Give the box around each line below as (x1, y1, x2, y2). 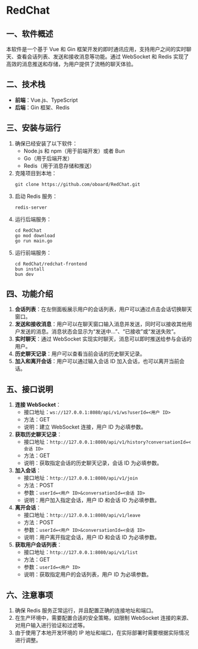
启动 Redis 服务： (14, 193, 58, 200)
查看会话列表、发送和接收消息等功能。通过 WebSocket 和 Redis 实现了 (16, 53, 189, 60)
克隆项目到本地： (14, 169, 57, 177)
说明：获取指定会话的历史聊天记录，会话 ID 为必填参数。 (23, 459, 162, 467)
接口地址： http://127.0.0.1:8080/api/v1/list (23, 549, 138, 556)
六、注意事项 (6, 590, 54, 600)
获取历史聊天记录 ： (14, 431, 62, 438)
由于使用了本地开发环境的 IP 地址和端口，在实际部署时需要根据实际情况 (14, 629, 190, 637)
